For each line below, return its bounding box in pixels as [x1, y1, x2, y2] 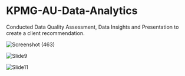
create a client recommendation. [6, 29, 85, 36]
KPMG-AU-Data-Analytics [6, 4, 138, 18]
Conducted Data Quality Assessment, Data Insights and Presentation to [6, 23, 179, 30]
